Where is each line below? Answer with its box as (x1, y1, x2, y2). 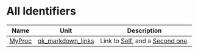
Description (127, 26, 162, 35)
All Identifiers (6, 4, 76, 18)
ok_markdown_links (37, 37, 94, 45)
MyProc (9, 37, 32, 45)
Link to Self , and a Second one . (100, 37, 189, 45)
